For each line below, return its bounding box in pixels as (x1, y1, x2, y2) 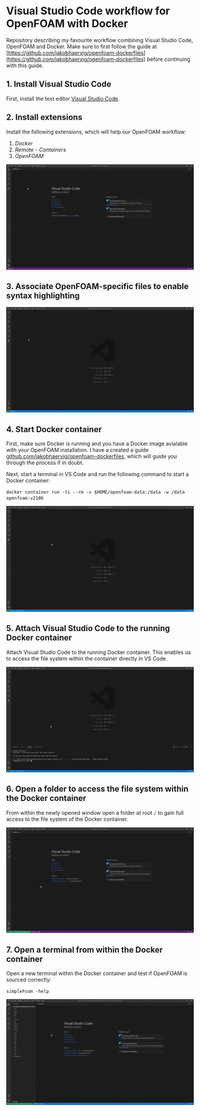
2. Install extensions (6, 112, 83, 123)
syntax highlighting (6, 291, 80, 301)
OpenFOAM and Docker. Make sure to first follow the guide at (6, 43, 157, 50)
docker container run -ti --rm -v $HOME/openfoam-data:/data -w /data (6, 489, 185, 495)
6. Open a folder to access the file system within (6, 784, 189, 794)
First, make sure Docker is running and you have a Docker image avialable (6, 440, 188, 448)
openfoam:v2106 (6, 495, 44, 501)
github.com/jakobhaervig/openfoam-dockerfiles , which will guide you (6, 453, 177, 460)
